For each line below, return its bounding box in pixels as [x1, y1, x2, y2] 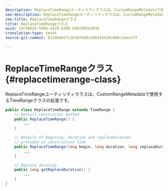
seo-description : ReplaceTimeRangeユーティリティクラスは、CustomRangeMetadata [5, 12, 166, 17]
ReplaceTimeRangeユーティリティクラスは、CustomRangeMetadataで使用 [5, 91, 158, 97]
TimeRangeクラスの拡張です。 [9, 97, 72, 103]
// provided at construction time [14, 140, 86, 145]
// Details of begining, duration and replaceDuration [14, 135, 131, 140]
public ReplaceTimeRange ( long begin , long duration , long [14, 144, 137, 149]
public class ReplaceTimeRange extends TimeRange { [5, 107, 115, 112]
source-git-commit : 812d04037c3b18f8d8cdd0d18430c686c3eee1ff [5, 36, 137, 41]
